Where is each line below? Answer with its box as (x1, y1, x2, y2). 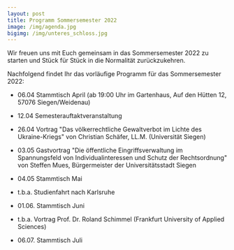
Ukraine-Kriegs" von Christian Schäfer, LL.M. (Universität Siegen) (17, 133, 206, 141)
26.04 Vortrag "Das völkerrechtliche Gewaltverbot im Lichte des (17, 125, 203, 133)
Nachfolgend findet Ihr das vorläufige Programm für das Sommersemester (7, 70, 221, 78)
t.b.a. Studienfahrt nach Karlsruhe (17, 188, 115, 196)
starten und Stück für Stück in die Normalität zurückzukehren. (7, 57, 186, 65)
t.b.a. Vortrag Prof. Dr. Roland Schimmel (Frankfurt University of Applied (17, 215, 225, 223)
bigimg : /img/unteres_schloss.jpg (7, 29, 108, 37)
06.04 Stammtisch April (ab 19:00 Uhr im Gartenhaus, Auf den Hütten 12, (17, 91, 227, 99)
